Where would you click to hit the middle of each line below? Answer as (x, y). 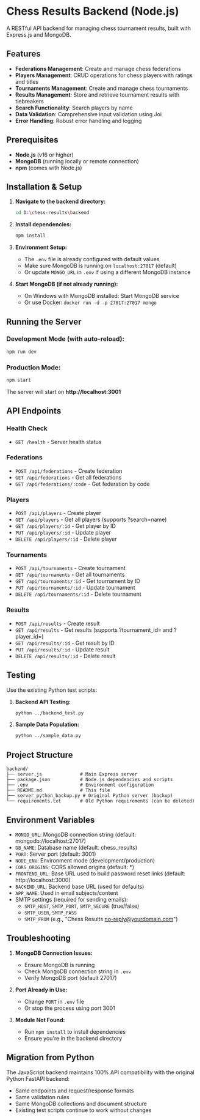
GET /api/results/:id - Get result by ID (65, 643)
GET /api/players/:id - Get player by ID (65, 526)
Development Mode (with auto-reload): (66, 339)
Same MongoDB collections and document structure (81, 1103)
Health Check (27, 428)
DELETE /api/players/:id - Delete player (66, 539)
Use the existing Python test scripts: (52, 690)
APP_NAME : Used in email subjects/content (66, 893)
